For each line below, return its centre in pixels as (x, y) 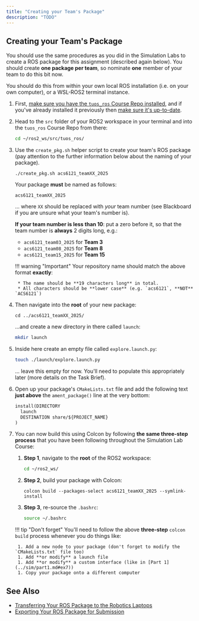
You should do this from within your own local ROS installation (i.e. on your (97, 86)
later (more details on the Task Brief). (60, 377)
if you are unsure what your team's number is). (72, 213)
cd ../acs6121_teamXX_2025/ (49, 316)
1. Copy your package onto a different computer (79, 573)
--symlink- (173, 491)
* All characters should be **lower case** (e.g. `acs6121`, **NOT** (105, 289)
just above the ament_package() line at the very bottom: (82, 395)
